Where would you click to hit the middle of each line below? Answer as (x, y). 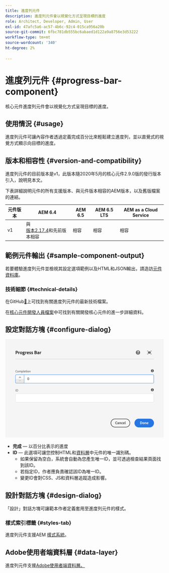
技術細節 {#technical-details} (41, 289)
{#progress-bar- (87, 80)
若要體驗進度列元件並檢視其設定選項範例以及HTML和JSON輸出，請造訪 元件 (84, 269)
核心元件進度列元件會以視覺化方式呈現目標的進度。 (58, 106)
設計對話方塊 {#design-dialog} (54, 495)
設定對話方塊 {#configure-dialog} (58, 329)
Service (141, 215)
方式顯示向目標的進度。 (34, 143)
